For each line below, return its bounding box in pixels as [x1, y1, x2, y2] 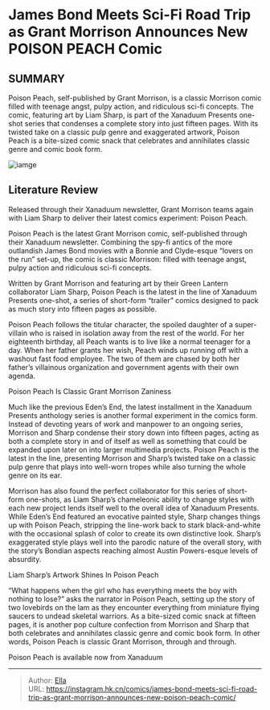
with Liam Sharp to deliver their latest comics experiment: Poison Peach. [8, 213, 248, 223]
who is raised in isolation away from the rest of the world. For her [29, 328, 245, 338]
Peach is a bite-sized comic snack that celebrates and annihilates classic [8, 136, 251, 146]
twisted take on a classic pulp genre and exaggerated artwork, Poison [8, 127, 239, 137]
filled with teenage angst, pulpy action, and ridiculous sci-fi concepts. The [8, 102, 255, 111]
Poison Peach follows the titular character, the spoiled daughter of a [8, 319, 233, 329]
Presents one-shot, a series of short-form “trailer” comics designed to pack [8, 295, 259, 305]
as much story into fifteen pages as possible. [8, 304, 157, 314]
